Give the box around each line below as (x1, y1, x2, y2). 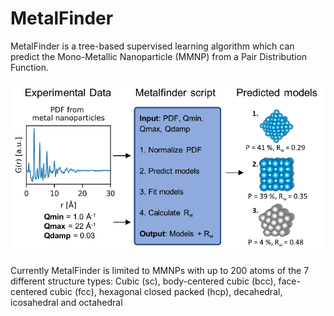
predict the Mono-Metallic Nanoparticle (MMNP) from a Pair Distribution (10, 50, 308, 62)
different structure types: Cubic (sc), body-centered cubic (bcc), (10, 275, 277, 287)
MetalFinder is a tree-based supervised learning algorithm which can (10, 40, 295, 52)
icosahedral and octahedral (10, 297, 123, 309)
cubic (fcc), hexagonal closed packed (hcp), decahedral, (49, 286, 283, 298)
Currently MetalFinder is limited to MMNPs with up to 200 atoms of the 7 (10, 265, 310, 277)
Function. (10, 61, 50, 73)
